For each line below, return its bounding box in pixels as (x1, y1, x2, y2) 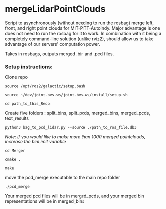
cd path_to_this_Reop (5, 101, 50, 106)
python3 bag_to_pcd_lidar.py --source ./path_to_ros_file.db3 (5, 125, 137, 130)
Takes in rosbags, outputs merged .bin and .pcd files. (5, 51, 114, 57)
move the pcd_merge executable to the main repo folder (5, 175, 120, 181)
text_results (5, 115, 29, 121)
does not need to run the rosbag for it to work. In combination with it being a (5, 30, 162, 36)
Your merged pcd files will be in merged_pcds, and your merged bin (5, 193, 144, 199)
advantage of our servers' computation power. (5, 41, 100, 47)
